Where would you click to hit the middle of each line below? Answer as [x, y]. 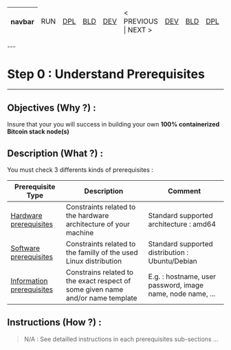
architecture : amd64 [182, 224]
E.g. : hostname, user [182, 276]
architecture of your [98, 224]
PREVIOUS [141, 21]
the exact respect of [98, 281]
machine [80, 233]
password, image [176, 285]
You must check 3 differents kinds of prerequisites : [80, 170]
